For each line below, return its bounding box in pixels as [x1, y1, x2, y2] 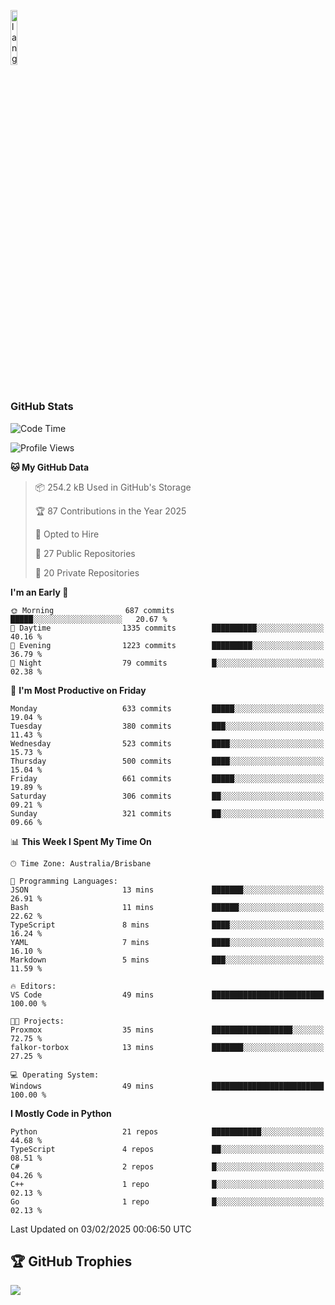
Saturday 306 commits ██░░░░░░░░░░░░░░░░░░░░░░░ [10, 791, 325, 801]
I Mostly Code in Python [10, 1107, 112, 1119]
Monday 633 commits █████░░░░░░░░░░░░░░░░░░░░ [10, 703, 325, 714]
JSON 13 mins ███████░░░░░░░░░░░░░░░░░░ [10, 885, 325, 895]
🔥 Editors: [10, 981, 57, 991]
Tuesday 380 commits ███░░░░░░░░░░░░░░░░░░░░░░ [10, 721, 325, 731]
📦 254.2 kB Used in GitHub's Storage [34, 481, 192, 493]
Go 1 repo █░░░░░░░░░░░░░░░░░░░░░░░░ [10, 1196, 325, 1207]
